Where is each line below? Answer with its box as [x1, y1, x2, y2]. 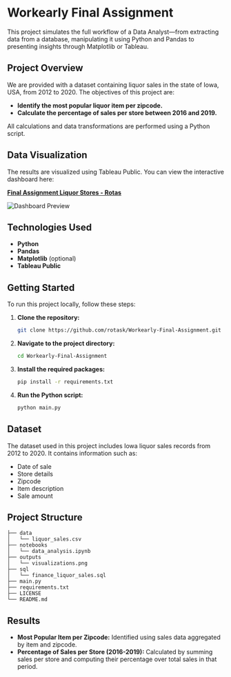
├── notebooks [7, 542, 48, 549]
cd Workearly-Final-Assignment [17, 353, 108, 360]
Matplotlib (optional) [17, 254, 77, 263]
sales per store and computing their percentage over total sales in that [17, 655, 217, 663]
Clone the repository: [17, 314, 80, 322]
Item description [17, 484, 64, 492]
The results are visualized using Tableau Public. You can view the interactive [7, 168, 224, 176]
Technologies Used [7, 221, 92, 233]
